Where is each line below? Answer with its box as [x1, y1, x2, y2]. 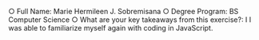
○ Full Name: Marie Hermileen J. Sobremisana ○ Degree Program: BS [8, 7, 239, 16]
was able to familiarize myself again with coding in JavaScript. [8, 24, 213, 32]
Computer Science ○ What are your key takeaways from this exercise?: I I [8, 15, 252, 24]
